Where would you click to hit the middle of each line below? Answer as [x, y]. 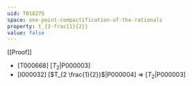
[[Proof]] [20, 52]
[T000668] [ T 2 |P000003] [54, 66]
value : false [26, 33]
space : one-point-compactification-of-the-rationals [85, 20]
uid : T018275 [26, 13]
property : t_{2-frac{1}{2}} [48, 26]
